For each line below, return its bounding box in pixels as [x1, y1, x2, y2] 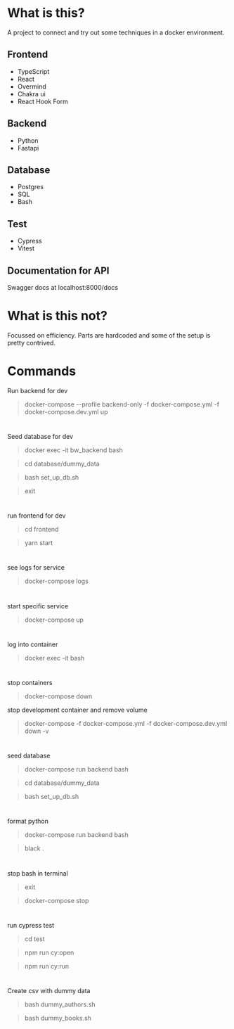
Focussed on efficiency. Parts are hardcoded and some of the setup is [7, 331, 211, 339]
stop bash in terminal [7, 869, 68, 877]
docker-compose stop [24, 896, 89, 905]
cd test [24, 934, 45, 943]
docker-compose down [24, 692, 93, 701]
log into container [7, 640, 58, 648]
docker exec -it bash [24, 653, 85, 662]
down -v [24, 727, 49, 735]
